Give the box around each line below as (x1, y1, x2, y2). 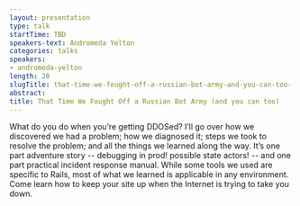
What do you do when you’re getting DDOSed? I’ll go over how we (9, 121, 255, 132)
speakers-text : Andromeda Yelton (9, 38, 135, 48)
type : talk (9, 22, 50, 31)
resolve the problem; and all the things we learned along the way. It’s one (9, 140, 281, 151)
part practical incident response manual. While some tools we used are (9, 159, 273, 171)
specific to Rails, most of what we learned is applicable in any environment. (9, 169, 289, 180)
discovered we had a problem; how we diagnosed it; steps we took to (9, 131, 268, 142)
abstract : (9, 88, 47, 97)
